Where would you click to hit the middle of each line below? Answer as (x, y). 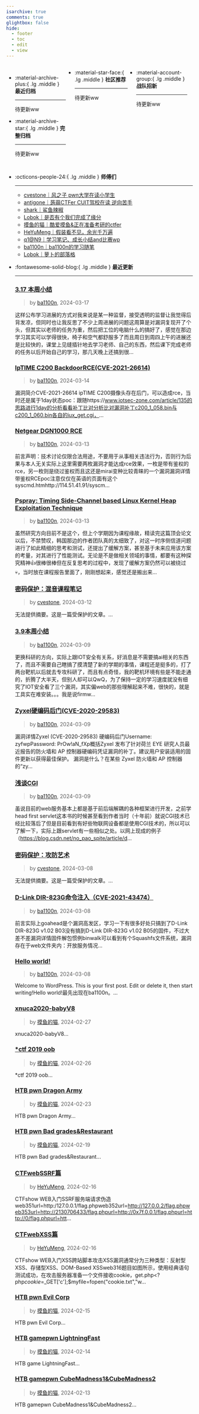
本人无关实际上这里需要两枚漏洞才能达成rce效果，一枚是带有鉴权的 (107, 463)
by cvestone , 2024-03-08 (61, 868)
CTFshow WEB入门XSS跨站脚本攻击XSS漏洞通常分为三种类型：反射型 (100, 1260)
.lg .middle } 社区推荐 (100, 79)
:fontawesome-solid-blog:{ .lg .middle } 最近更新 (74, 267)
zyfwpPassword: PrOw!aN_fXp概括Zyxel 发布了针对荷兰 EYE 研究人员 (99, 744)
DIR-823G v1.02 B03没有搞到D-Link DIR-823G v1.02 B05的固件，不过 (99, 931)
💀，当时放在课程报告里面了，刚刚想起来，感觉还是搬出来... (86, 572)
